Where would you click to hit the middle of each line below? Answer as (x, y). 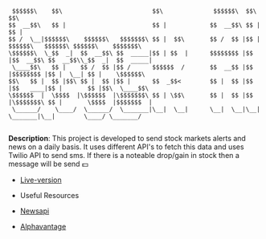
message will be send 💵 (48, 164)
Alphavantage (43, 227)
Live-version (41, 180)
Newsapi (35, 211)
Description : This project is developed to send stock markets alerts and (127, 138)
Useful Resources (49, 195)
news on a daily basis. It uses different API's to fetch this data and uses (126, 147)
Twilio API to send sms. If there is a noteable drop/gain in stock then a (124, 155)
